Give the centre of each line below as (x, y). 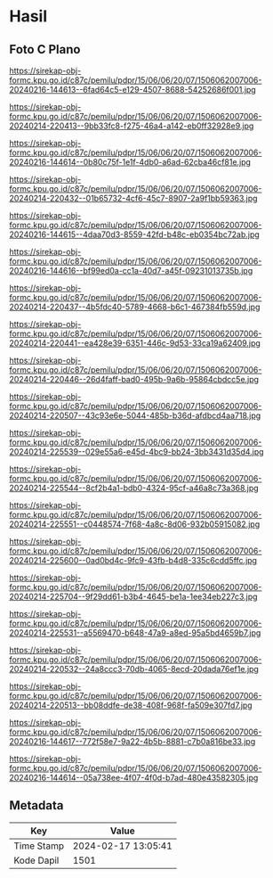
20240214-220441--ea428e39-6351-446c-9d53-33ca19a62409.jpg (135, 343)
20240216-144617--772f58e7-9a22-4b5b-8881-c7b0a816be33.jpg (132, 741)
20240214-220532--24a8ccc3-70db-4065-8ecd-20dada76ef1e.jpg (134, 669)
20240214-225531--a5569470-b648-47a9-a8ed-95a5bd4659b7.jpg (135, 633)
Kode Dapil (36, 860)
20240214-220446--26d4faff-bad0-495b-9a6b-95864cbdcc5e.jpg (134, 379)
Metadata (36, 805)
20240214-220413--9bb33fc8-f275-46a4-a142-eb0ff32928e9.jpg (132, 126)
